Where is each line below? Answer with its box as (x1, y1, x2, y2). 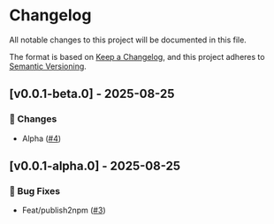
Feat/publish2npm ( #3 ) (21, 205, 106, 216)
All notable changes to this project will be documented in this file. (9, 34, 247, 45)
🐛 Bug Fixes (9, 184, 60, 197)
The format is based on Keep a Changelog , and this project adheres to (9, 51, 265, 62)
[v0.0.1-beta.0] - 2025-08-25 (9, 86, 175, 101)
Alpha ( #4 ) (21, 133, 62, 144)
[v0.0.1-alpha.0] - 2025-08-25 (9, 159, 181, 174)
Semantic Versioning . (9, 61, 87, 71)
